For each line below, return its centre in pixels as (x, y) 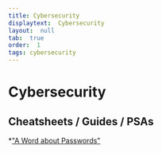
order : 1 (25, 45)
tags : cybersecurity (42, 53)
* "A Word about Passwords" (54, 141)
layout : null (32, 30)
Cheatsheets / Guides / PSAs (81, 122)
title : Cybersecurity (44, 16)
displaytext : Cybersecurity (56, 23)
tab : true (26, 38)
